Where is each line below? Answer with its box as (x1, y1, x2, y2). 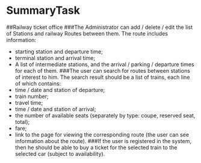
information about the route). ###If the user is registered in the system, (14, 137, 191, 144)
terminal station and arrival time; (14, 54, 95, 61)
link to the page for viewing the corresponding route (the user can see (14, 131, 190, 138)
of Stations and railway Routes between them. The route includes (6, 29, 169, 37)
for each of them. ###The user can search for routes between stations (14, 67, 191, 74)
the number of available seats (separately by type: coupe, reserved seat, (14, 112, 196, 119)
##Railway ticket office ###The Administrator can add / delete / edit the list (6, 23, 193, 31)
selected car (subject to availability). (14, 150, 105, 157)
